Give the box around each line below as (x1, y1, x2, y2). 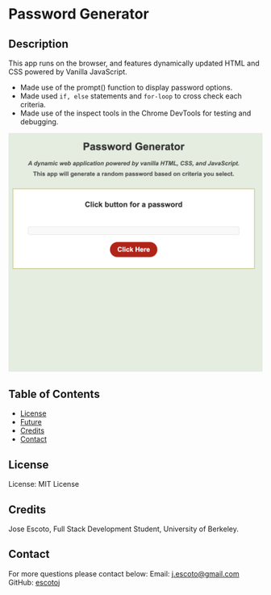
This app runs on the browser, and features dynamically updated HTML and (8, 58, 260, 68)
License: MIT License (8, 480, 79, 489)
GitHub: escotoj (8, 577, 60, 587)
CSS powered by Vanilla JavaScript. (8, 67, 127, 77)
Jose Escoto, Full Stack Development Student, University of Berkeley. (8, 524, 240, 534)
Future (19, 417, 42, 427)
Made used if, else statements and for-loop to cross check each (19, 91, 242, 101)
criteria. (19, 100, 46, 109)
